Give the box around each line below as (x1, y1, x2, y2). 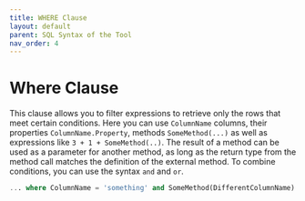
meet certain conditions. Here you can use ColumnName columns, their (9, 117, 268, 128)
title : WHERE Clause (9, 13, 88, 23)
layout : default (9, 22, 71, 31)
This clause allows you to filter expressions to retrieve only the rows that (9, 108, 281, 119)
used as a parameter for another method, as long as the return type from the (9, 146, 297, 157)
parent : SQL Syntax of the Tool (9, 30, 132, 39)
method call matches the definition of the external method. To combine (9, 156, 276, 167)
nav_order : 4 (9, 38, 59, 48)
